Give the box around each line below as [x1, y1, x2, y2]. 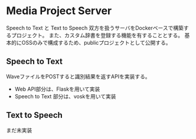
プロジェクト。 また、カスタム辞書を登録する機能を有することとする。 [11, 31, 184, 39]
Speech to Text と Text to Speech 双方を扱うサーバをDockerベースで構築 [6, 24, 184, 31]
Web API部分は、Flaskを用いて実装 [14, 85, 100, 92]
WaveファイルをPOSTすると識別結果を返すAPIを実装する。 [6, 72, 151, 80]
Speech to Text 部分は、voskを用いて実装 [14, 92, 116, 100]
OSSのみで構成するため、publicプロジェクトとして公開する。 [21, 39, 171, 46]
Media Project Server [6, 4, 112, 18]
